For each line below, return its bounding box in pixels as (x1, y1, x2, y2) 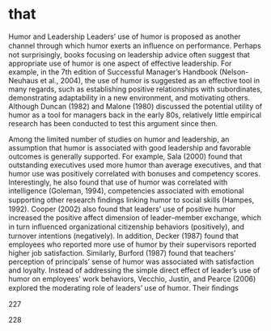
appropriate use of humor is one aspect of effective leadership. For (8, 58, 232, 68)
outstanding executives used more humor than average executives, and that (8, 159, 262, 170)
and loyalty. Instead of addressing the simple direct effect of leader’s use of (8, 265, 260, 275)
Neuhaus (8, 75, 39, 85)
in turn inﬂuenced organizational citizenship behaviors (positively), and (8, 222, 245, 231)
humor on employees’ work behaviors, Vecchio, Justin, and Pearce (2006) (8, 274, 256, 283)
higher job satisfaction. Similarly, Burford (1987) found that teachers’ (8, 248, 236, 257)
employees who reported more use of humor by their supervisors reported (8, 240, 257, 249)
